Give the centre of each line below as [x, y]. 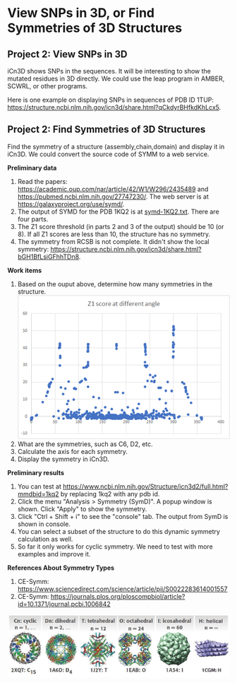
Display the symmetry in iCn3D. [63, 459]
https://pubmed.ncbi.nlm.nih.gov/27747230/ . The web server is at [113, 197]
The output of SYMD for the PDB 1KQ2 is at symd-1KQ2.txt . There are [119, 211]
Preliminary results [36, 472]
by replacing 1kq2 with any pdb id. [110, 494]
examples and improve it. [54, 554]
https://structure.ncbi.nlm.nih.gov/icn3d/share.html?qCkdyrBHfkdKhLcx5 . [114, 107]
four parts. [33, 219]
